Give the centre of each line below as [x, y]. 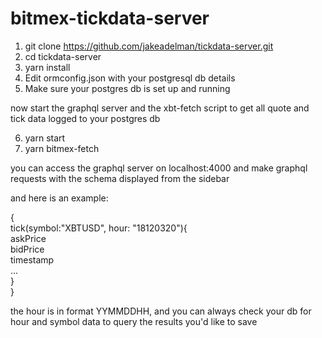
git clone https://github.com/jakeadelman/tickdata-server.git [149, 46]
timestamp [32, 259]
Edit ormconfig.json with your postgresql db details [130, 78]
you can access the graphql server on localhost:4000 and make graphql [159, 168]
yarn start [45, 138]
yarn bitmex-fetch [62, 148]
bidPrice [27, 249]
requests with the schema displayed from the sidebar [120, 178]
